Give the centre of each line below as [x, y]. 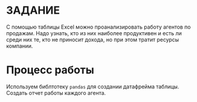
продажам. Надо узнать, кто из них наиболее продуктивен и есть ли [94, 33]
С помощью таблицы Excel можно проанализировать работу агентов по [98, 27]
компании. [20, 46]
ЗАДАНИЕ [33, 10]
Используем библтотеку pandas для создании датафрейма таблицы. [93, 86]
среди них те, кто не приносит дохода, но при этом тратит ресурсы [93, 39]
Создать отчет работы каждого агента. [56, 92]
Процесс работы [50, 70]
